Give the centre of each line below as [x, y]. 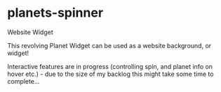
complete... [24, 81]
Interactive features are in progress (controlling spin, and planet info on [110, 66]
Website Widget [31, 32]
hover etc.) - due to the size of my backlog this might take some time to [110, 74]
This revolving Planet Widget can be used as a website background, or [109, 45]
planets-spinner [55, 13]
